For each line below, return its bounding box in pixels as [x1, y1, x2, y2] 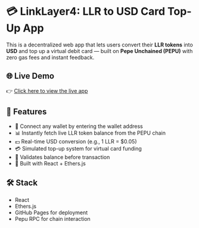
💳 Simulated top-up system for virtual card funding [14, 145, 142, 152]
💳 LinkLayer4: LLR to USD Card [6, 5, 166, 18]
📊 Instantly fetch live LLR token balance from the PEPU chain [14, 129, 166, 136]
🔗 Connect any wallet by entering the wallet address [14, 123, 143, 130]
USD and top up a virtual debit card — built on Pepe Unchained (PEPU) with [6, 47, 193, 54]
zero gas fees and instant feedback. [6, 54, 95, 61]
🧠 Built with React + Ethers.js [14, 160, 86, 167]
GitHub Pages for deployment [14, 209, 88, 216]
